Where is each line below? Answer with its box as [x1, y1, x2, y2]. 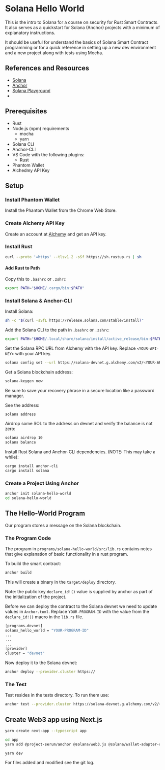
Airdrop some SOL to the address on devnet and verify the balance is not [5, 421, 153, 427]
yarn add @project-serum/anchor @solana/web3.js [5, 742, 107, 747]
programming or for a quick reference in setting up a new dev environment [5, 44, 156, 50]
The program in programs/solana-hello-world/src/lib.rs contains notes [5, 546, 152, 552]
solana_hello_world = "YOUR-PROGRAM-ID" [5, 628, 89, 633]
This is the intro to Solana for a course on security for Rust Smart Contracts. [5, 19, 159, 25]
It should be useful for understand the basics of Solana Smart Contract [5, 39, 148, 45]
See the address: [5, 402, 40, 408]
